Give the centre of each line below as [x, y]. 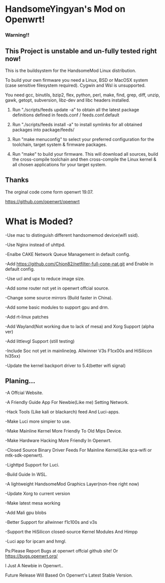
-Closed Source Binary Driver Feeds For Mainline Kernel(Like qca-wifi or [78, 450]
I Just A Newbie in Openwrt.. [34, 566]
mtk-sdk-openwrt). [24, 455]
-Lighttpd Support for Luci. [32, 465]
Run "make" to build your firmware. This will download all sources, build [85, 154]
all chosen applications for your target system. [59, 164]
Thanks [17, 180]
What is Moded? [39, 221]
